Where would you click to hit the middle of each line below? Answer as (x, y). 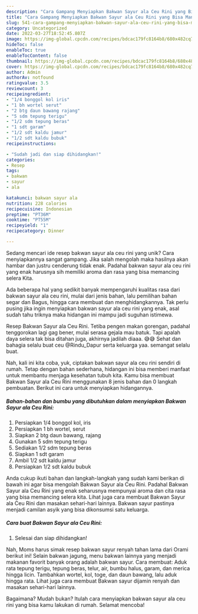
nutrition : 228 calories (37, 203)
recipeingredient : (29, 94)
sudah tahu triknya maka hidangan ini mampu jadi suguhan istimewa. (90, 315)
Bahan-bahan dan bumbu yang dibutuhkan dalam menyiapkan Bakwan (96, 401)
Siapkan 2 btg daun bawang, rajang (58, 435)
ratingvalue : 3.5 (27, 83)
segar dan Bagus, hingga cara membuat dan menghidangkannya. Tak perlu (97, 302)
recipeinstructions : (32, 143)
